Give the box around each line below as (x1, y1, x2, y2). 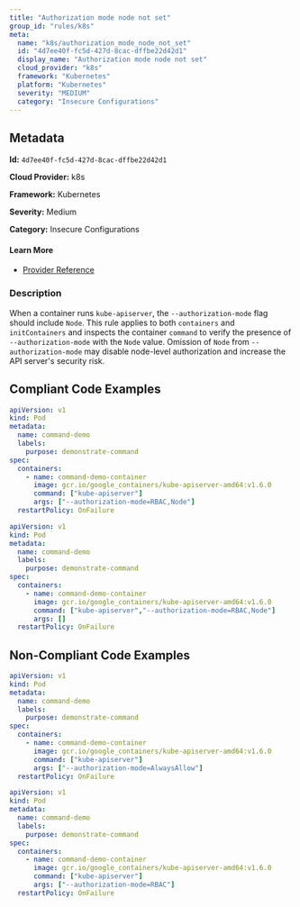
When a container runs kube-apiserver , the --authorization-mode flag (9, 307, 268, 318)
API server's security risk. (9, 355, 105, 366)
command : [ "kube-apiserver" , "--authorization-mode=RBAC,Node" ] (32, 605, 277, 615)
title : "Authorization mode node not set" (9, 13, 171, 23)
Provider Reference (22, 265, 95, 276)
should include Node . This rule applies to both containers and (9, 317, 235, 328)
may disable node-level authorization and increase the (84, 346, 286, 357)
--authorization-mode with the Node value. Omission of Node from (9, 336, 250, 347)
